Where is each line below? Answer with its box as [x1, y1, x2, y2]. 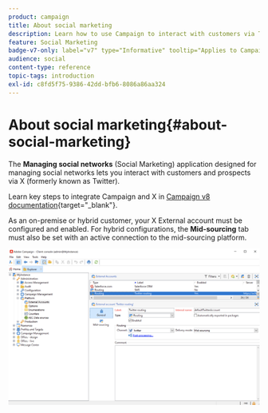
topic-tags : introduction [8, 72, 94, 80]
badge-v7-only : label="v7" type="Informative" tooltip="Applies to [8, 46, 238, 55]
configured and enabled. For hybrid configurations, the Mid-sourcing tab [8, 224, 250, 233]
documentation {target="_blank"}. [8, 200, 118, 209]
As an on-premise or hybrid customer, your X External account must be [8, 216, 243, 225]
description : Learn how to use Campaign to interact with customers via [8, 30, 255, 38]
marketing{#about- [97, 116, 228, 133]
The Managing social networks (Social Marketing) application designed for [8, 159, 257, 169]
